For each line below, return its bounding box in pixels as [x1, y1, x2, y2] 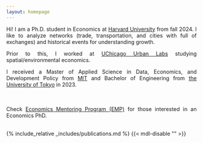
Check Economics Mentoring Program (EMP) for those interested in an [6, 105, 197, 112]
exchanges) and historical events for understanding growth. [6, 38, 155, 45]
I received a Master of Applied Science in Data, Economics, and [6, 68, 197, 75]
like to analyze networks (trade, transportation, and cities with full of [6, 31, 197, 39]
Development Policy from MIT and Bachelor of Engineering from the [6, 74, 197, 81]
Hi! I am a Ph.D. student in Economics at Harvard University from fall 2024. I [6, 25, 198, 33]
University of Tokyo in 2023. [6, 81, 77, 88]
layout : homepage [6, 8, 50, 15]
